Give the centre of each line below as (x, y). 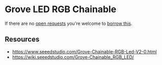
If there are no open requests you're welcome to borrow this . (69, 23)
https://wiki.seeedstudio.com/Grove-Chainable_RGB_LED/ (73, 57)
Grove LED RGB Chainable (61, 9)
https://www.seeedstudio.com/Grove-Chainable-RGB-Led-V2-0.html (84, 51)
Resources (22, 39)
